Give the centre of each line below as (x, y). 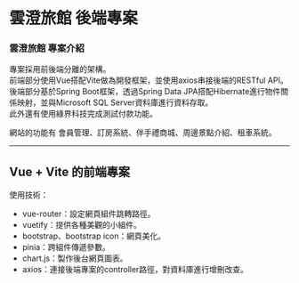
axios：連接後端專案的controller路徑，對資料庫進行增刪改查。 (135, 270)
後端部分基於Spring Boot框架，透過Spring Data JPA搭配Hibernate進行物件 (145, 92)
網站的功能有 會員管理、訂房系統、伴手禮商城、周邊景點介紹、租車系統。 (143, 133)
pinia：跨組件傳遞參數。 (66, 247)
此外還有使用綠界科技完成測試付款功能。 (83, 114)
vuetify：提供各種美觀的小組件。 (82, 225)
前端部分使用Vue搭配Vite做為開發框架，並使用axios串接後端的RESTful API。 (149, 80)
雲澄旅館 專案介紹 (47, 48)
